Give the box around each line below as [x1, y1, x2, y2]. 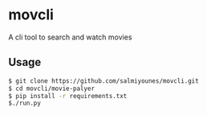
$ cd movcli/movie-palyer [8, 84, 95, 92]
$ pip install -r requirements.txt [8, 92, 128, 100]
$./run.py [8, 99, 42, 108]
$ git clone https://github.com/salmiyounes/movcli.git [8, 76, 199, 85]
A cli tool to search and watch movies [8, 32, 132, 42]
